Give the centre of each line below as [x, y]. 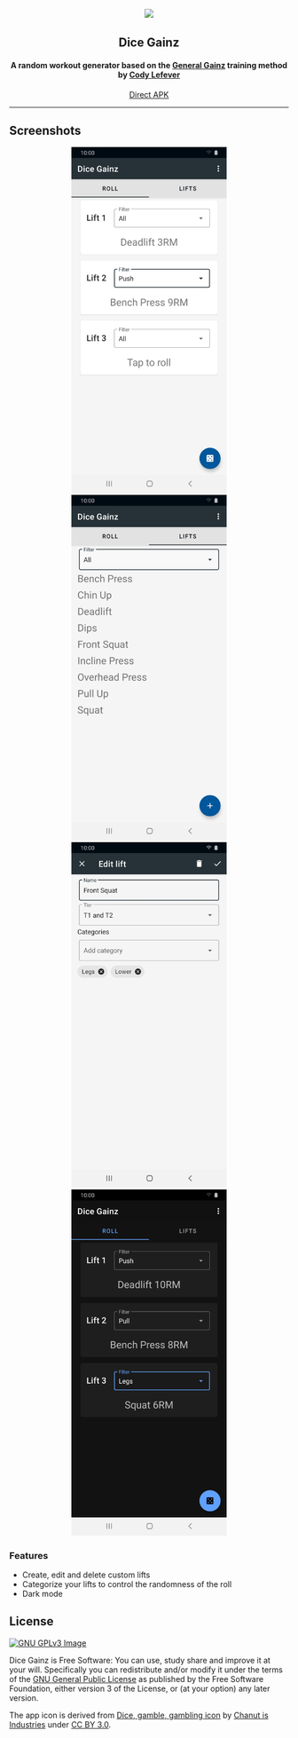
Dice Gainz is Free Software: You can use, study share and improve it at [140, 1660]
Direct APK [149, 94]
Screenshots [45, 130]
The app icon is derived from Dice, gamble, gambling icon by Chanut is [139, 1715]
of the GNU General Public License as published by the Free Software [137, 1679]
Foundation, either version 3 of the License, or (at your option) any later [140, 1688]
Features [29, 1555]
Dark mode [43, 1593]
